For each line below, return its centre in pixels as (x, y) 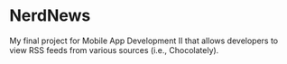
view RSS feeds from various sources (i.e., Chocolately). (114, 50)
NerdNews (50, 16)
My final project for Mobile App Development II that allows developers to (143, 41)
